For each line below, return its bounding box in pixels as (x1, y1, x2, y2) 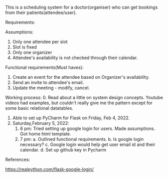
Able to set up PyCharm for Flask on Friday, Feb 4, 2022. (12, 115, 130, 121)
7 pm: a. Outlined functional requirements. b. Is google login (20, 136, 144, 142)
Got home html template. (20, 131, 71, 137)
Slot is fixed (12, 44, 37, 50)
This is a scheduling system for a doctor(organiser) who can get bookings (5, 5, 158, 10)
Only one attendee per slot (12, 39, 68, 45)
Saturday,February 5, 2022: (12, 120, 69, 126)
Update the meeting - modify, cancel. (12, 85, 90, 91)
